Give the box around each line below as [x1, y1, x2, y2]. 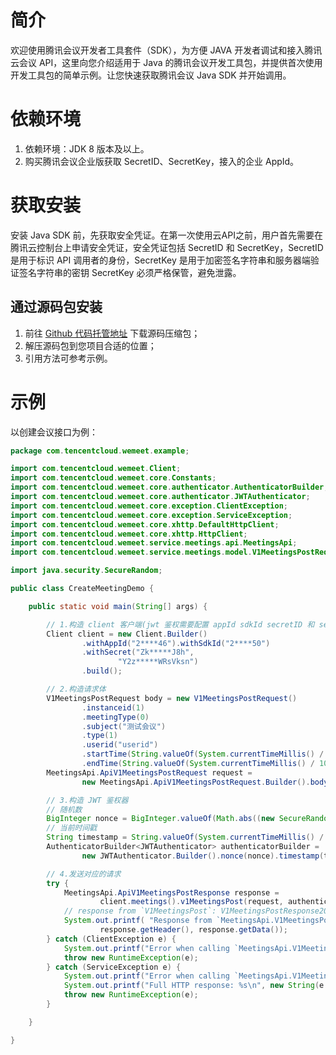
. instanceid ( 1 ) [81, 702, 145, 713]
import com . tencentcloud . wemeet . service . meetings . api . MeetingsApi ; [10, 538, 298, 548]
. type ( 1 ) [81, 731, 118, 741]
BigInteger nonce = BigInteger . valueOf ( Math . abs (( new [46, 814, 275, 824]
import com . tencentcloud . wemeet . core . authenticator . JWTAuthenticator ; [10, 492, 311, 502]
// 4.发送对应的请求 [46, 869, 122, 879]
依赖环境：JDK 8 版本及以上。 [24, 142, 150, 155]
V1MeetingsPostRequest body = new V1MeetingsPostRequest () [46, 693, 298, 703]
